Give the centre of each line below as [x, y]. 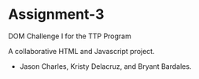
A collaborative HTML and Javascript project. [81, 51]
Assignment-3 [56, 14]
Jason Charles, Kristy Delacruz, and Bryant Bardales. [105, 66]
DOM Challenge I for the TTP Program [70, 36]
